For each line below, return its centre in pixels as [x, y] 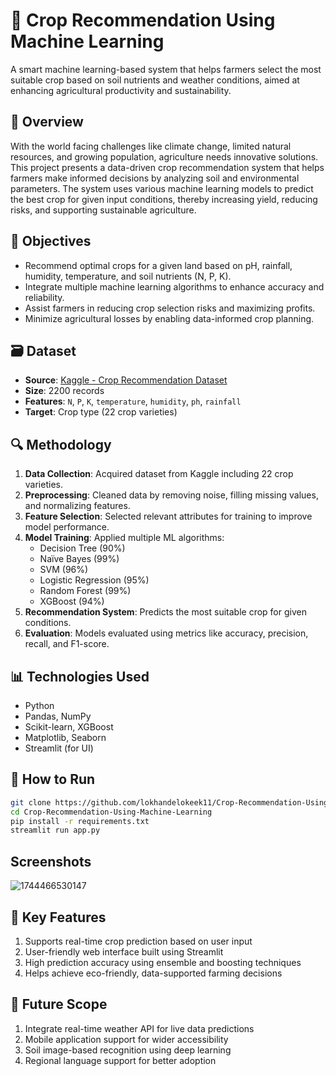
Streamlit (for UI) [59, 748]
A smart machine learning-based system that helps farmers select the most [166, 69]
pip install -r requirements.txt [80, 821]
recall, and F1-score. [67, 644]
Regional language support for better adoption [120, 1060]
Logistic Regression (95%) [94, 580]
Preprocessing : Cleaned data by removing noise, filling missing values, [171, 495]
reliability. [44, 297]
